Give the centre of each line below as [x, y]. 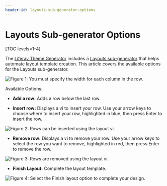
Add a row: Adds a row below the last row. [56, 98]
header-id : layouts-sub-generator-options [50, 10]
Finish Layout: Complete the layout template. [59, 168]
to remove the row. [32, 149]
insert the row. [27, 119]
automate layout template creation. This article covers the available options [83, 64]
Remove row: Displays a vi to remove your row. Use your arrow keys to [86, 138]
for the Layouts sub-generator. [37, 69]
